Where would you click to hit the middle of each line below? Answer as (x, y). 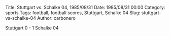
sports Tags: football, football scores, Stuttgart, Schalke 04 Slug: (73, 13)
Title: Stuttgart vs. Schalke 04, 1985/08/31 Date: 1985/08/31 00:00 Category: (85, 7)
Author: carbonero (57, 18)
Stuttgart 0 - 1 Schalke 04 (32, 28)
